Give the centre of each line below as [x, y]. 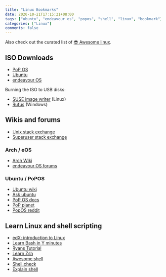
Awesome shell [28, 259]
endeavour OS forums [35, 166]
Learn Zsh [23, 254]
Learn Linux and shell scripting [54, 226]
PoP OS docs [26, 200]
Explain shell [25, 269]
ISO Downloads [29, 58]
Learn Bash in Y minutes [37, 243]
